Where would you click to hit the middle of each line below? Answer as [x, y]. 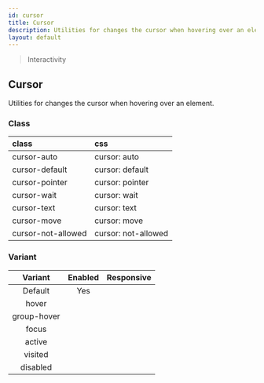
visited [36, 354]
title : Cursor [31, 23]
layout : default [35, 37]
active [36, 341]
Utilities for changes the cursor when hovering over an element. [111, 104]
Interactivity [47, 60]
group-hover [36, 316]
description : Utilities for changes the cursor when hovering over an [126, 30]
